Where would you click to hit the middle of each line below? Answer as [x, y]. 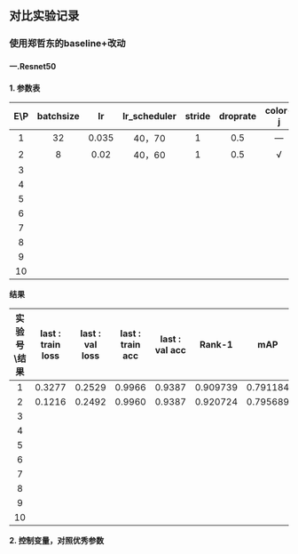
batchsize [58, 116]
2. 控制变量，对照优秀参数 [57, 540]
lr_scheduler [150, 116]
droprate [238, 116]
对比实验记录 [44, 16]
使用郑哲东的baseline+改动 [67, 44]
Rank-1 [216, 344]
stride [198, 116]
